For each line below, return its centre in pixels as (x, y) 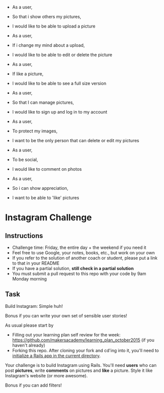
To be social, (25, 160)
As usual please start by (29, 325)
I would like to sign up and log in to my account (60, 112)
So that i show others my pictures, (47, 16)
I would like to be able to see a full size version (59, 83)
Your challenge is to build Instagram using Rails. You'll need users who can (81, 365)
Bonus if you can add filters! (34, 385)
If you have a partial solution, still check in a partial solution (73, 268)
